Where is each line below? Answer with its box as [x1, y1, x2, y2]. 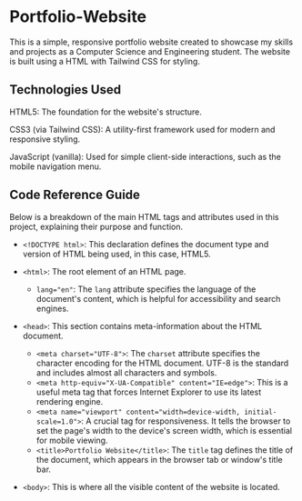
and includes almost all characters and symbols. [35, 366, 217, 378]
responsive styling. [9, 134, 81, 145]
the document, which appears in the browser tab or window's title [35, 454, 284, 465]
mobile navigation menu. [9, 161, 102, 172]
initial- [244, 407, 277, 416]
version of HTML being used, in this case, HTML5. [22, 248, 211, 259]
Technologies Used [9, 82, 121, 97]
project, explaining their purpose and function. [9, 221, 184, 232]
